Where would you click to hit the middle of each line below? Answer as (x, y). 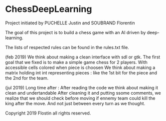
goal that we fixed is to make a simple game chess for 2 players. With (77, 62)
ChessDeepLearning (49, 9)
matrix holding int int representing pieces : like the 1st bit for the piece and (81, 72)
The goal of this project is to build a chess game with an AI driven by (76, 32)
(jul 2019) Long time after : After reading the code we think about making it (82, 87)
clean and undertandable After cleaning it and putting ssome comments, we (83, 93)
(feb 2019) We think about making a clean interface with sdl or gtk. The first (83, 57)
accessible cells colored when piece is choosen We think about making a (80, 67)
